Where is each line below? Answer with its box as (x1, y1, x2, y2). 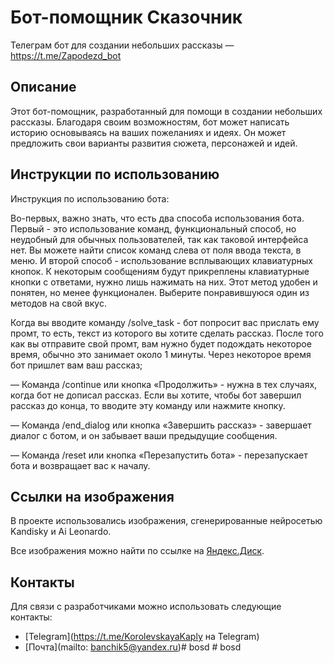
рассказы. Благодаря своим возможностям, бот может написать (10, 116, 290, 128)
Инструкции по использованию (10, 166, 220, 183)
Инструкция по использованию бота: (10, 192, 170, 205)
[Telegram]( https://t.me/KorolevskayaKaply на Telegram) (24, 631, 260, 643)
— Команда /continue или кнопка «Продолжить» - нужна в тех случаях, (10, 378, 318, 390)
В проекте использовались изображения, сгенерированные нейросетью (10, 515, 323, 527)
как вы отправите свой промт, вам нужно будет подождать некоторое (10, 337, 312, 350)
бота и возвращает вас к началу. (10, 459, 151, 471)
